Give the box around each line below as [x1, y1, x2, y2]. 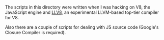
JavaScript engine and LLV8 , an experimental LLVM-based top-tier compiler [5, 9, 159, 15]
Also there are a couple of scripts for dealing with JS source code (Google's [5, 24, 159, 30]
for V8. [5, 15, 19, 20]
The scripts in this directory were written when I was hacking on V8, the [5, 4, 151, 10]
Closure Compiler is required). [5, 30, 66, 35]
